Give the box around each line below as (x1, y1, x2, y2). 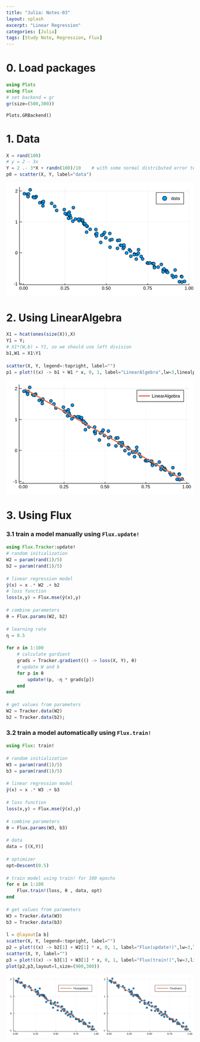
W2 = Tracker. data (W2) (6, 708, 62, 714)
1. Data (6, 132, 40, 146)
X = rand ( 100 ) (6, 152, 42, 158)
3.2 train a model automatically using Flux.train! (6, 728, 152, 737)
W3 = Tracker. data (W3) (6, 913, 62, 919)
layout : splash (6, 16, 44, 22)
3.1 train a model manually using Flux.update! (6, 529, 140, 538)
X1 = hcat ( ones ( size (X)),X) (6, 332, 76, 338)
